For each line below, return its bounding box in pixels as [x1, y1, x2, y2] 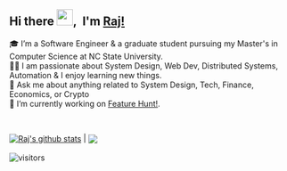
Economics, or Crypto [9, 88, 90, 99]
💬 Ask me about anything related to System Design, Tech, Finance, [9, 79, 254, 90]
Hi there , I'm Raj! [9, 14, 125, 29]
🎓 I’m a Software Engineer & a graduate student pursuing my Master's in [9, 37, 278, 49]
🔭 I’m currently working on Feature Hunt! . [9, 98, 160, 109]
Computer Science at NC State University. [9, 51, 163, 61]
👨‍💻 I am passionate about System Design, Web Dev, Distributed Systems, [9, 60, 279, 71]
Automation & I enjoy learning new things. [9, 69, 162, 80]
